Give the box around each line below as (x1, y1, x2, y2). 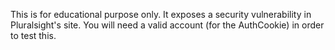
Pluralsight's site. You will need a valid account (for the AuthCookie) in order (10, 19, 325, 31)
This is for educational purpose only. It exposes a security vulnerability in (10, 9, 312, 20)
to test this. (10, 30, 57, 41)
